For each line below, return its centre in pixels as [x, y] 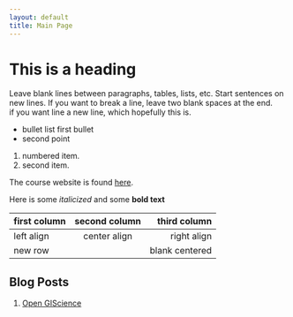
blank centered [181, 251]
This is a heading [73, 69]
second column [108, 222]
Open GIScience [52, 303]
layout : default [39, 17]
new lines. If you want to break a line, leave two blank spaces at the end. [141, 103]
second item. [45, 165]
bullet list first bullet [58, 130]
